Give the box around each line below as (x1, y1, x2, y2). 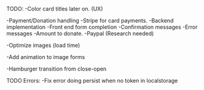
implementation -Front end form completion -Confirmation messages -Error (6, 24, 198, 30)
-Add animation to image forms (6, 54, 85, 60)
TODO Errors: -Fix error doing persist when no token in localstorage (6, 77, 178, 84)
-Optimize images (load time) (6, 42, 80, 49)
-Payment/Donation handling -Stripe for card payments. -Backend (6, 17, 174, 24)
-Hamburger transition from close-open (6, 65, 107, 72)
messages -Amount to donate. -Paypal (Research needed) (6, 30, 154, 37)
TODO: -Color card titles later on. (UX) (6, 5, 103, 12)
